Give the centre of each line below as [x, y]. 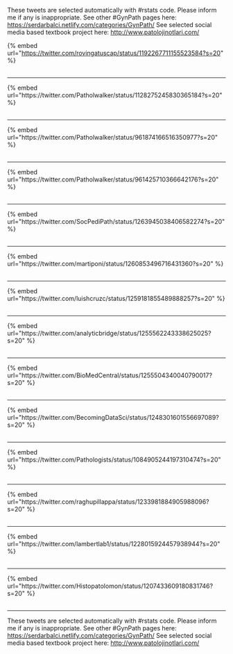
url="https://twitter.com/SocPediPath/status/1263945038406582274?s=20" [116, 221]
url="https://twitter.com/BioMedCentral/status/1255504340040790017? [110, 375]
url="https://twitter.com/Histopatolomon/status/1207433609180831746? [110, 586]
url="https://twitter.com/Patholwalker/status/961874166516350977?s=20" [113, 137]
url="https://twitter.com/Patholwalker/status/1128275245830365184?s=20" [115, 95]
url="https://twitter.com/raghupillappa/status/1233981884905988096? [108, 502]
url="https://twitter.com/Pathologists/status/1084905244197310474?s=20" [114, 459]
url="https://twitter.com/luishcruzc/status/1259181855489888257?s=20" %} [116, 299]
